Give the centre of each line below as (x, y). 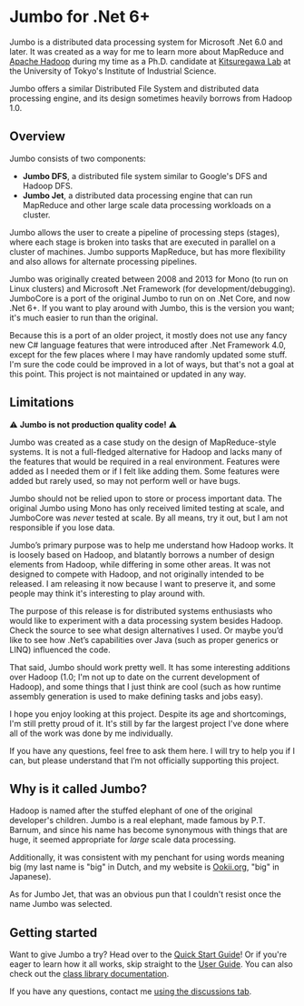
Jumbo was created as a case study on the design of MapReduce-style (143, 442)
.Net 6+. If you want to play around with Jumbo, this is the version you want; (152, 307)
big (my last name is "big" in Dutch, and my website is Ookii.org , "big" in (144, 867)
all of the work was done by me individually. (91, 733)
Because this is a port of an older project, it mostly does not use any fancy (148, 335)
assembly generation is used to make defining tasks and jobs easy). (136, 696)
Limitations (42, 402)
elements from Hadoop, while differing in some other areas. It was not (140, 564)
